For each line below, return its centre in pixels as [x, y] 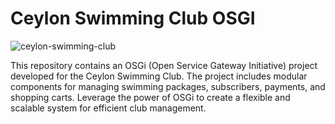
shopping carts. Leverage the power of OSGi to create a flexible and [150, 97]
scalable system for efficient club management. [108, 108]
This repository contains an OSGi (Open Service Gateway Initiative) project [164, 65]
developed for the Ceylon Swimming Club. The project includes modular [159, 76]
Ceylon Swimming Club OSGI [133, 18]
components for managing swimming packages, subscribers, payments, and [168, 86]
